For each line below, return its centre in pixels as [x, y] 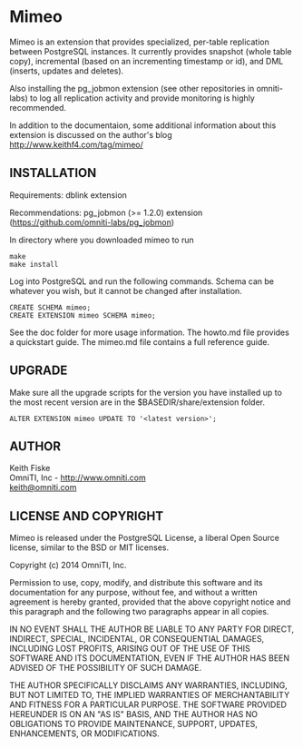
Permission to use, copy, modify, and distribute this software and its [136, 583]
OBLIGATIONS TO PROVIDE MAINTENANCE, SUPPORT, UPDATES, [134, 724]
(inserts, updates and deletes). [67, 71]
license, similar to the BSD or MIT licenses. [89, 547]
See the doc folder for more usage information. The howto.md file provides [150, 332]
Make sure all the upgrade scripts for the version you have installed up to [146, 392]
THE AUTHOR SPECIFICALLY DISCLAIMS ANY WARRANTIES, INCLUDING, [148, 685]
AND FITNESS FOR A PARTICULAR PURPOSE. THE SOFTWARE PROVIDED [148, 704]
